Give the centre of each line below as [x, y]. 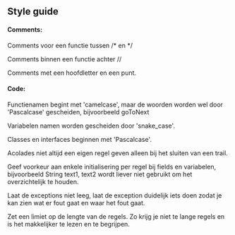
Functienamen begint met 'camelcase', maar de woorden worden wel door [115, 104]
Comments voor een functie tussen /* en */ [70, 45]
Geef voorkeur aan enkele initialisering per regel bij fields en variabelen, [112, 167]
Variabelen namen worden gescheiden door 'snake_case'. [91, 126]
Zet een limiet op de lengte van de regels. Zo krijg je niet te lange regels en [116, 216]
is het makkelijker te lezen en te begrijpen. [69, 224]
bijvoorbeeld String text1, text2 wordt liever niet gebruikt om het [100, 174]
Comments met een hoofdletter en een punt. [72, 73]
